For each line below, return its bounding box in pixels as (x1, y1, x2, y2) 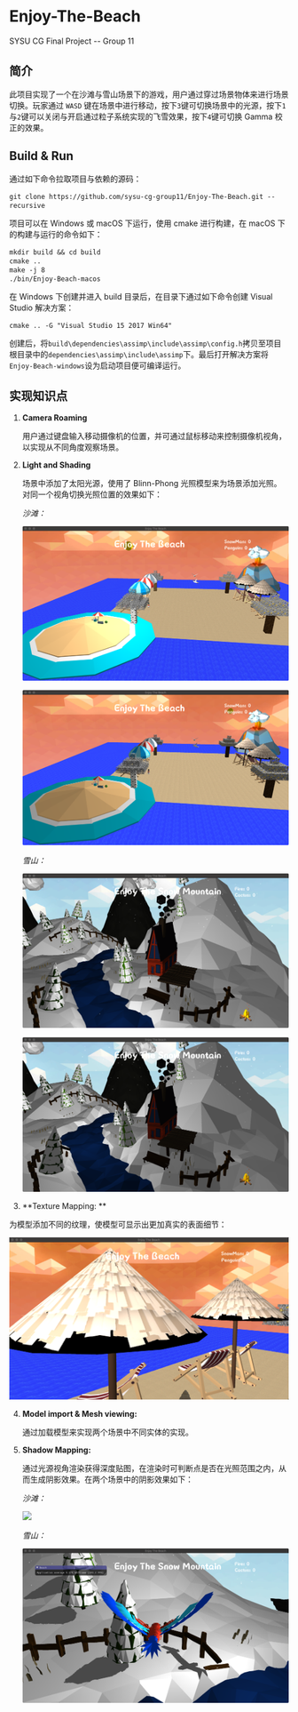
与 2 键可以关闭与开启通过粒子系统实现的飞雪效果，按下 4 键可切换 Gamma (9, 111, 273, 122)
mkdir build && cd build (9, 247, 101, 257)
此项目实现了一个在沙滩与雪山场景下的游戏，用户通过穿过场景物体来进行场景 (9, 89, 289, 100)
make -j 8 (9, 265, 46, 275)
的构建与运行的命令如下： (9, 228, 103, 239)
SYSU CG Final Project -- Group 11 (9, 36, 135, 46)
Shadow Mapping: (21, 1444, 91, 1455)
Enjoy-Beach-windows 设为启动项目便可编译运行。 (9, 360, 186, 371)
